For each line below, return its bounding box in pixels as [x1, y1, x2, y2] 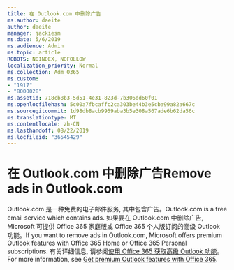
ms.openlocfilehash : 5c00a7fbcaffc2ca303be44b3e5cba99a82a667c [7, 101, 196, 108]
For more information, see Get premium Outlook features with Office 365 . [7, 255, 218, 264]
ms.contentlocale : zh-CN [7, 120, 80, 128]
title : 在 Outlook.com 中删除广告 [7, 10, 101, 17]
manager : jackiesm [7, 29, 61, 37]
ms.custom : [7, 75, 39, 82]
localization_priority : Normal [7, 62, 98, 69]
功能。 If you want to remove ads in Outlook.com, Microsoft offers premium [7, 231, 222, 239]
